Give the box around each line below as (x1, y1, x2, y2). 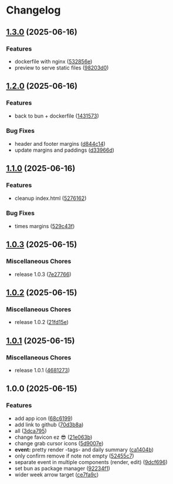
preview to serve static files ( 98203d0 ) (14, 64, 109, 71)
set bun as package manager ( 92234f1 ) (14, 465, 110, 472)
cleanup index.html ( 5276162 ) (14, 195, 87, 202)
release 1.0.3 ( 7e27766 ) (14, 271, 72, 278)
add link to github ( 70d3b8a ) (14, 421, 84, 428)
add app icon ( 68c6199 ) (14, 415, 73, 422)
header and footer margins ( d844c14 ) (14, 140, 106, 147)
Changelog (6, 4, 61, 17)
